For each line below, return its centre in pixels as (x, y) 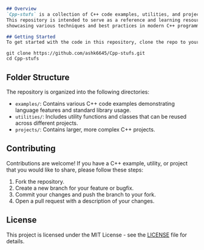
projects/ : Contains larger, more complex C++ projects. (85, 130)
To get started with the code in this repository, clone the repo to (96, 43)
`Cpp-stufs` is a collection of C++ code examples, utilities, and (93, 14)
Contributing (31, 149)
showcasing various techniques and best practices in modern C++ (90, 26)
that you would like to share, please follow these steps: (75, 170)
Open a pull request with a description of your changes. (85, 201)
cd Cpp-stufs (23, 59)
